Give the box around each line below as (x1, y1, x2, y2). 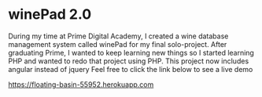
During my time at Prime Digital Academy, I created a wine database (8, 31, 229, 41)
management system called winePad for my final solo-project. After (8, 39, 227, 48)
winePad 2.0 (8, 5, 92, 23)
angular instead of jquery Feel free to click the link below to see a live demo (8, 64, 253, 74)
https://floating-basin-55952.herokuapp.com (8, 80, 154, 89)
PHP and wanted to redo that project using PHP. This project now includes (8, 56, 249, 66)
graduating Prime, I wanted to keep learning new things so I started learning (8, 48, 254, 57)
